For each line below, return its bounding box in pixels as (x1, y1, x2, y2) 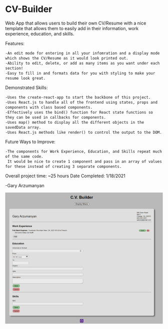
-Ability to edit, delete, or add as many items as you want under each (5, 61, 160, 66)
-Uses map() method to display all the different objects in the (5, 120, 144, 125)
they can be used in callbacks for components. (5, 115, 106, 120)
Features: (5, 40, 25, 46)
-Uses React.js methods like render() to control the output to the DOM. (5, 130, 162, 135)
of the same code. (5, 154, 43, 159)
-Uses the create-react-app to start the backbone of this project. (5, 95, 151, 100)
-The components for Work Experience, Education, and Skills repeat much (5, 149, 162, 154)
